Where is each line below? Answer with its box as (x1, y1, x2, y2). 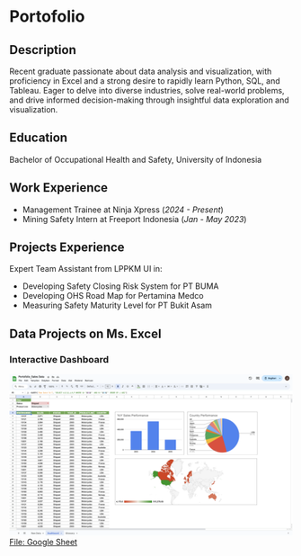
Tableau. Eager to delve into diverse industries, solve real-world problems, (9, 85, 285, 95)
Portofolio (9, 6, 85, 27)
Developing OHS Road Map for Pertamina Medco (22, 291, 204, 301)
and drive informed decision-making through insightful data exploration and (9, 94, 289, 105)
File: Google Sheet (9, 536, 78, 547)
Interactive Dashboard (9, 353, 110, 365)
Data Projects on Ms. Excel (9, 326, 162, 341)
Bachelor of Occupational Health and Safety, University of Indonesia (9, 154, 262, 165)
